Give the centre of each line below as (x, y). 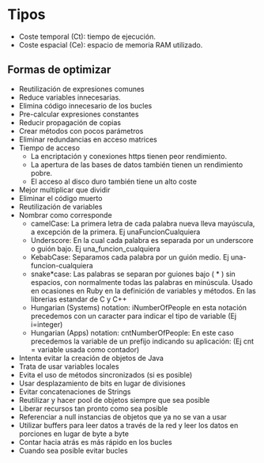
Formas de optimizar (59, 70)
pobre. (41, 173)
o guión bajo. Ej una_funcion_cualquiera (95, 249)
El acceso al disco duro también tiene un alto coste (113, 181)
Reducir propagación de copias (70, 122)
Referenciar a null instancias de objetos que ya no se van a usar (123, 416)
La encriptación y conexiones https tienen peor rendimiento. (128, 156)
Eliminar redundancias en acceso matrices (88, 139)
